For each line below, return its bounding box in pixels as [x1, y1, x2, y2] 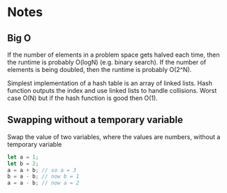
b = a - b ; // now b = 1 [7, 173, 80, 180]
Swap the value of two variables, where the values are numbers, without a [7, 132, 221, 141]
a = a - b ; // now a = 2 [7, 180, 80, 187]
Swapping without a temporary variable [7, 114, 184, 126]
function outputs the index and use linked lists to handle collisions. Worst [7, 87, 217, 94]
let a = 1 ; [7, 153, 39, 161]
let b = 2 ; [7, 160, 39, 167]
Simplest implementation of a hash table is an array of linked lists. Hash [7, 79, 213, 87]
